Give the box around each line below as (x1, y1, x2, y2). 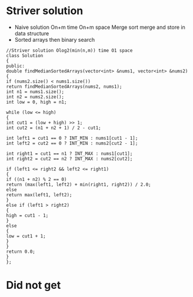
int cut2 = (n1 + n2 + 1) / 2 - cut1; (6, 125, 101, 131)
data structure (14, 29, 49, 37)
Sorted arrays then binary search (14, 36, 95, 43)
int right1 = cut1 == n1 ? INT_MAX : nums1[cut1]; (6, 150, 133, 157)
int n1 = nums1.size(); (6, 88, 65, 95)
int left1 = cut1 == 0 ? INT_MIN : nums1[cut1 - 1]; (6, 135, 138, 141)
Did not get (6, 279, 61, 292)
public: (6, 63, 25, 69)
